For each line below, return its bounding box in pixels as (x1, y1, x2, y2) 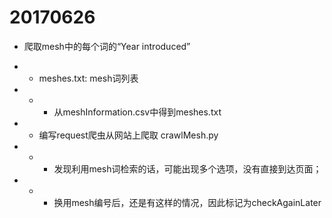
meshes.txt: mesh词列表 (38, 72, 139, 84)
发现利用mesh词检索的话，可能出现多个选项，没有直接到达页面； (53, 162, 322, 175)
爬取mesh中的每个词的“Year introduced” (23, 40, 191, 52)
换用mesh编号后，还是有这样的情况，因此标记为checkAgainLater (53, 196, 322, 208)
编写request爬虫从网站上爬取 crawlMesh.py (38, 129, 219, 141)
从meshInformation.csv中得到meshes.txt (53, 106, 222, 118)
